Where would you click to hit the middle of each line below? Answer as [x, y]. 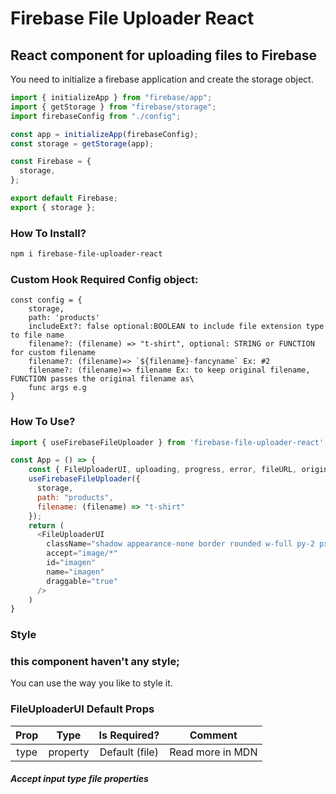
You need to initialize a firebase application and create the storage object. [162, 79]
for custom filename [53, 353]
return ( [46, 525]
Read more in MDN [213, 752]
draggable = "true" [82, 581]
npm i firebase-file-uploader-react [86, 254]
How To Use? [43, 422]
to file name [37, 335]
